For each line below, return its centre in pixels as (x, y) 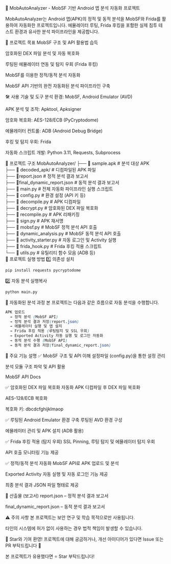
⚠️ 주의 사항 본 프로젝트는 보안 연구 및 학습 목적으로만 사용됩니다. (70, 517)
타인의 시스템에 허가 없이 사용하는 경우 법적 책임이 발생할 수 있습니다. (74, 528)
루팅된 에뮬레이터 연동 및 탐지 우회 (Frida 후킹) (52, 64)
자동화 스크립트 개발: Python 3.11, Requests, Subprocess (63, 152)
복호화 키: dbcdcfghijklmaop (34, 409)
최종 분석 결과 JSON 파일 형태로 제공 (42, 485)
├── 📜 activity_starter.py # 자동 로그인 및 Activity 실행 (61, 240)
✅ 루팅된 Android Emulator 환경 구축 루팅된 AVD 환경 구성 (64, 420)
